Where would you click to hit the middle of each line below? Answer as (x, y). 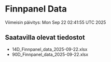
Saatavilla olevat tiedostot (45, 38)
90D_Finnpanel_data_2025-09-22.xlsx (50, 54)
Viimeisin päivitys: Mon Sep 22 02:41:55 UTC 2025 (55, 22)
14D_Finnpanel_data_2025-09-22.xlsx (50, 49)
